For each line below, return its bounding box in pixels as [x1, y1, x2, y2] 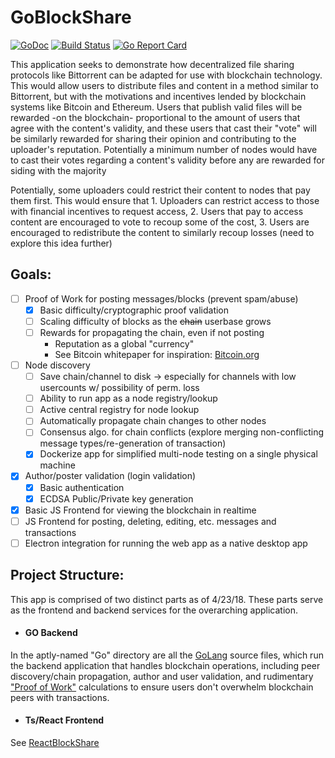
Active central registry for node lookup [39, 404, 200, 416]
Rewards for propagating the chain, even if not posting [39, 326, 265, 338]
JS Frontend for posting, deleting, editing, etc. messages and [24, 515, 277, 527]
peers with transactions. [10, 691, 110, 703]
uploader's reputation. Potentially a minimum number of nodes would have [10, 143, 318, 155]
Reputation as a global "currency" [54, 338, 195, 350]
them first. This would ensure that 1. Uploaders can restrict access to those [10, 194, 320, 206]
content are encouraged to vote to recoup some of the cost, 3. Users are [10, 216, 310, 228]
